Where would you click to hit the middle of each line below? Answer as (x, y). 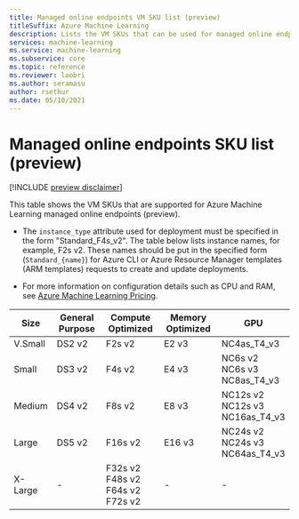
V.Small (30, 344)
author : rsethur (39, 92)
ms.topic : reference (48, 68)
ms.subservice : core (48, 59)
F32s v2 (123, 468)
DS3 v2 (73, 370)
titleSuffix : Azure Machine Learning (79, 26)
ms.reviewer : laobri (48, 76)
